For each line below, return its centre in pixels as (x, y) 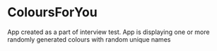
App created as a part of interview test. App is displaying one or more (108, 32)
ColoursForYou (52, 12)
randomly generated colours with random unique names (89, 39)
